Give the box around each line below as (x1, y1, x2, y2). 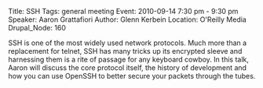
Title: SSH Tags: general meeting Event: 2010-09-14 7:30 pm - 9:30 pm (8, 7, 239, 16)
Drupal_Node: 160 (8, 23, 67, 32)
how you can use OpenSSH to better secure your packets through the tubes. (8, 72, 256, 80)
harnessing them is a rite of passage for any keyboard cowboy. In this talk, (8, 55, 250, 64)
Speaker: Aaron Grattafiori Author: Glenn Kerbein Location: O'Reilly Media (8, 15, 247, 24)
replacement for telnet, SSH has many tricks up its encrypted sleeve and (8, 47, 243, 55)
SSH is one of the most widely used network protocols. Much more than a (8, 38, 247, 48)
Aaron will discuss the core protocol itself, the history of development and (8, 63, 247, 72)
